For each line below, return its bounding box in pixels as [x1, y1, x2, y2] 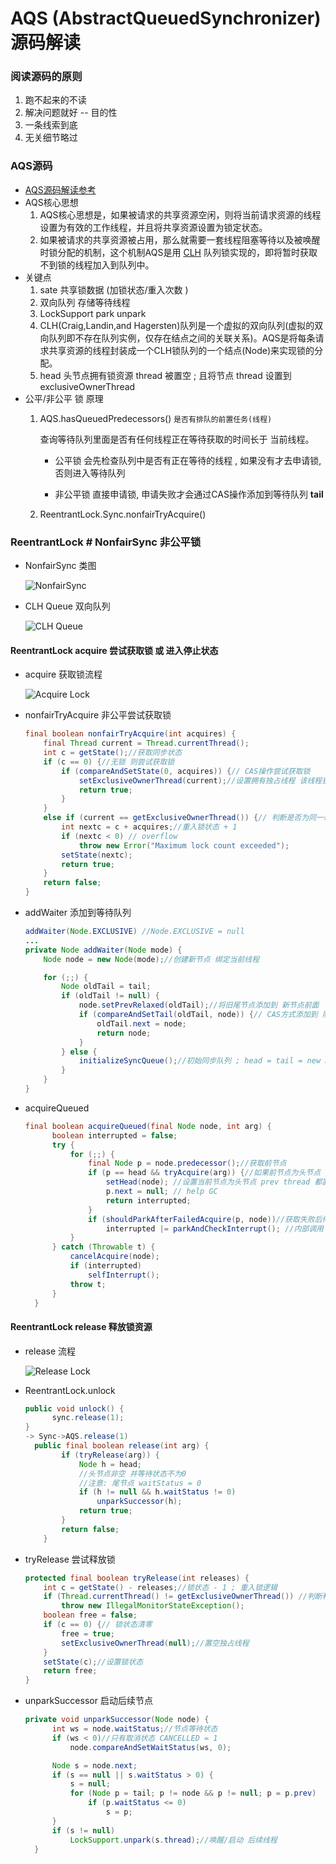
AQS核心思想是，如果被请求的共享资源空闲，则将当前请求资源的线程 [39, 208, 322, 221]
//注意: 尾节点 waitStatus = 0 [78, 1478, 202, 1488]
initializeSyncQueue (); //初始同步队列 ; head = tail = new [78, 1056, 322, 1066]
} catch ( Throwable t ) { [51, 1242, 156, 1252]
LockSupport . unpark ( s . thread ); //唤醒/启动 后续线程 [69, 1835, 278, 1845]
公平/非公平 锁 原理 [24, 392, 104, 404]
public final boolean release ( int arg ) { [34, 1441, 210, 1451]
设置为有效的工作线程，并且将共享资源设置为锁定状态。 [39, 221, 268, 233]
